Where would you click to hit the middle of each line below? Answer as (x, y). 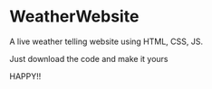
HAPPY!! (25, 76)
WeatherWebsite (74, 17)
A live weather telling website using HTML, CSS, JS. (106, 41)
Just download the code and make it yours (89, 58)
